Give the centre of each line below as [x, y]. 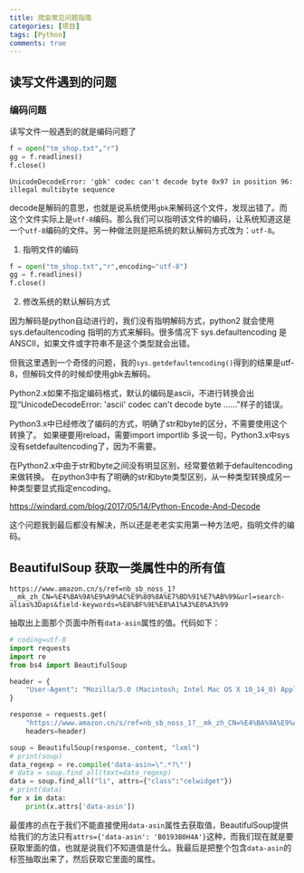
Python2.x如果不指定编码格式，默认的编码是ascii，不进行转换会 [128, 394]
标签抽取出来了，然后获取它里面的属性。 [85, 859]
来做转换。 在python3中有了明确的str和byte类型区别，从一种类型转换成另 [146, 477]
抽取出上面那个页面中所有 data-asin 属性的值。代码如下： [115, 622]
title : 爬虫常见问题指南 [51, 18]
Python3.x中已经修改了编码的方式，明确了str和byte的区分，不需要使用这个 [148, 424]
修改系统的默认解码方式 [66, 302]
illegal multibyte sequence [62, 190]
